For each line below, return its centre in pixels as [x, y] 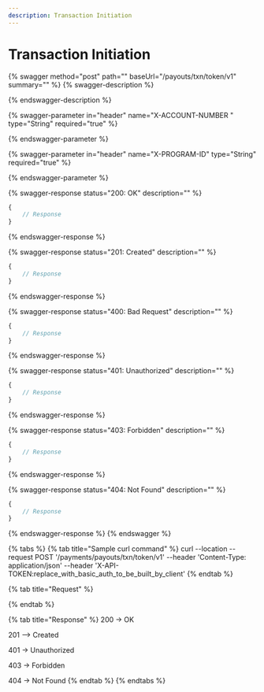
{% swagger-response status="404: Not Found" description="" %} [117, 490]
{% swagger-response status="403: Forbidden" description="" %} [117, 431]
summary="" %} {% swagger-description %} [81, 84]
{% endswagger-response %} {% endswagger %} [90, 534]
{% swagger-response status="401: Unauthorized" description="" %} [121, 371]
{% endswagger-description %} [60, 100]
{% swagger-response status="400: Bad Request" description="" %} [121, 311]
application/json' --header [51, 566]
